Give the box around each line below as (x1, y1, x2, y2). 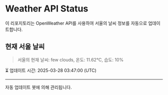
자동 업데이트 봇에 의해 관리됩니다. (5, 84, 72, 90)
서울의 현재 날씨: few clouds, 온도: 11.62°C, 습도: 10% (17, 56, 124, 62)
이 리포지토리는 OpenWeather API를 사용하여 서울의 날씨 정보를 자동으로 (5, 20, 147, 26)
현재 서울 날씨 (5, 42, 45, 51)
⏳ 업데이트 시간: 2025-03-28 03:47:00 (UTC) (5, 67, 96, 73)
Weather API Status (5, 3, 88, 14)
